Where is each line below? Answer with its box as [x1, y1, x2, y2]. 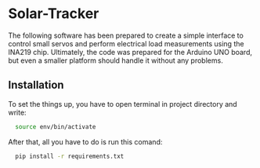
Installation [8, 79, 64, 92]
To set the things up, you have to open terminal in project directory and [8, 99, 237, 108]
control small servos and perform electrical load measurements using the [8, 38, 244, 48]
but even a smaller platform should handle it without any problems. [8, 56, 223, 65]
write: [8, 108, 27, 117]
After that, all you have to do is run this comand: [8, 137, 163, 146]
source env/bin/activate [15, 122, 96, 130]
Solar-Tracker [8, 5, 99, 23]
